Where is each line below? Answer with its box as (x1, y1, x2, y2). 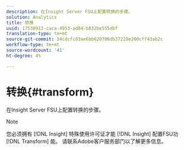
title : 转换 (6, 20, 34, 25)
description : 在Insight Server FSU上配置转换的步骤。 (6, 8, 133, 15)
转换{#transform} (6, 85, 94, 98)
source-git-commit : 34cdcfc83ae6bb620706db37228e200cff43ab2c (6, 36, 163, 42)
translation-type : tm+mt (6, 31, 68, 37)
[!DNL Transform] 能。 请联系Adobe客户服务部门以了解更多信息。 (6, 138, 167, 145)
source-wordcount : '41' (6, 47, 65, 53)
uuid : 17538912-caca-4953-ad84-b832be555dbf (6, 25, 118, 31)
